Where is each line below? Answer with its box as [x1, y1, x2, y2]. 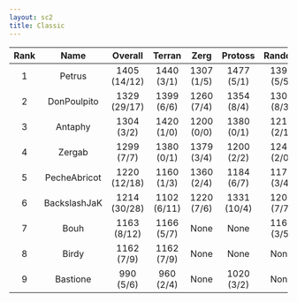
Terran [153, 49, 182, 62]
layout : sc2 [9, 12, 53, 22]
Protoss [221, 49, 255, 62]
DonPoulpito [47, 94, 99, 107]
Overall [111, 49, 144, 62]
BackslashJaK [43, 196, 103, 208]
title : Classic [9, 21, 65, 30]
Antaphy [56, 120, 91, 132]
